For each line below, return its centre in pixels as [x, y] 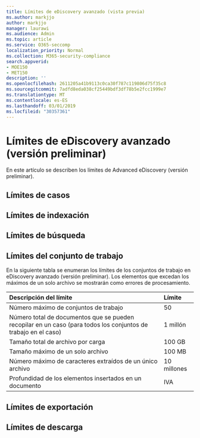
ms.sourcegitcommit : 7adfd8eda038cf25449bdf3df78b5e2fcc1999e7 [86, 89]
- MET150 [17, 73]
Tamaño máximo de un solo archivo [59, 352]
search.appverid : [28, 61]
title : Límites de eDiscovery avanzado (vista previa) [76, 12]
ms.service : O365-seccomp [38, 45]
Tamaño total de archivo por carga [57, 342]
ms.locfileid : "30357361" [38, 111]
